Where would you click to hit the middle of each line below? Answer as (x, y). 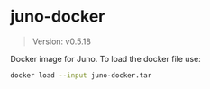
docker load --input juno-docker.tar (81, 75)
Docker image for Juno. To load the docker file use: (105, 58)
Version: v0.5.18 (61, 41)
